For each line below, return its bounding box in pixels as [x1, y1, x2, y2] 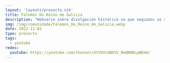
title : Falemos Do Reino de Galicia [5, 12, 82, 17]
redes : [5, 45, 19, 50]
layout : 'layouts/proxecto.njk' [5, 7, 73, 13]
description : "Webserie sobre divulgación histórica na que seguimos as [5, 17, 162, 22]
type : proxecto [5, 31, 37, 36]
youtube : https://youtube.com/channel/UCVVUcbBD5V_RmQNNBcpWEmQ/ [10, 50, 151, 55]
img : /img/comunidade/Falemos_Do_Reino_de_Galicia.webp [5, 21, 125, 27]
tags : [5, 36, 17, 41]
